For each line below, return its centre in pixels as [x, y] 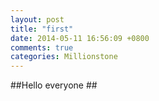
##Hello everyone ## [54, 85]
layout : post [37, 19]
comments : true [42, 47]
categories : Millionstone [64, 57]
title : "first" [42, 29]
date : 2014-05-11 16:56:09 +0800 [80, 38]
